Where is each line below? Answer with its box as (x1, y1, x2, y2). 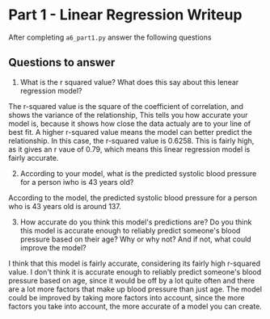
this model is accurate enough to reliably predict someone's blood (19, 225, 241, 235)
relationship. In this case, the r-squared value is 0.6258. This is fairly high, (8, 136, 255, 145)
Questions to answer (8, 56, 116, 69)
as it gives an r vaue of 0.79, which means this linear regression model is (8, 144, 251, 154)
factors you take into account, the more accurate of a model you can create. (8, 301, 263, 311)
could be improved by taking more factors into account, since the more (8, 292, 245, 302)
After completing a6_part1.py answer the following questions (8, 32, 212, 42)
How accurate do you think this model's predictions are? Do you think (19, 216, 252, 227)
